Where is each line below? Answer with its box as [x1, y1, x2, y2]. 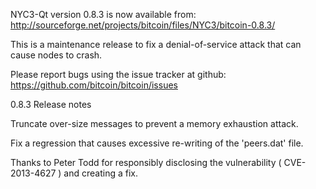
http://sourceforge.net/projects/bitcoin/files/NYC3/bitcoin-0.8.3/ [10, 19, 276, 31]
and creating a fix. [63, 167, 138, 179]
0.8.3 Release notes [10, 99, 92, 110]
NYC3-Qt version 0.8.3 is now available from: [10, 9, 197, 20]
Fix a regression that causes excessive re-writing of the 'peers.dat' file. [10, 137, 304, 149]
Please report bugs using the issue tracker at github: [10, 69, 227, 80]
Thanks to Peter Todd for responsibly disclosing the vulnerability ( [10, 157, 282, 168]
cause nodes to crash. [10, 49, 103, 61]
